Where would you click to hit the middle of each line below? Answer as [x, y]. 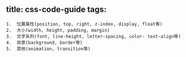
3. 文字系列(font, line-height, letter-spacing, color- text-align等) [94, 36]
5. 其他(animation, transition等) [48, 49]
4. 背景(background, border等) [44, 42]
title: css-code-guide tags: [57, 10]
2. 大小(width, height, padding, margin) [58, 30]
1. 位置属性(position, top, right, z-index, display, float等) [84, 24]
